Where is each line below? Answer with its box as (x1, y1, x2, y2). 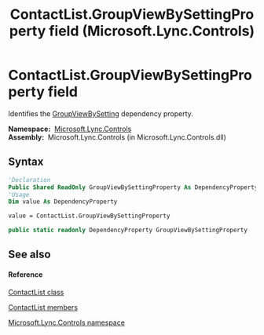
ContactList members (8, 302, 79, 311)
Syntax (8, 155, 44, 169)
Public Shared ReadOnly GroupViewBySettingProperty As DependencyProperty (8, 183, 258, 191)
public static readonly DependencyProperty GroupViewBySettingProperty (8, 226, 247, 235)
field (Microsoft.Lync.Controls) (48, 22, 255, 40)
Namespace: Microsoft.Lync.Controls (8, 124, 132, 133)
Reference (8, 269, 43, 279)
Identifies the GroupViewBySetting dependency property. (8, 108, 194, 118)
